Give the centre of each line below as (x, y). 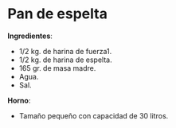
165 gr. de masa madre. (57, 68)
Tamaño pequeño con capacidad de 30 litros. (94, 115)
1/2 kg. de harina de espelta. (65, 60)
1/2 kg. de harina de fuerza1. (65, 51)
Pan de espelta (58, 14)
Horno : (19, 100)
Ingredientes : (30, 36)
